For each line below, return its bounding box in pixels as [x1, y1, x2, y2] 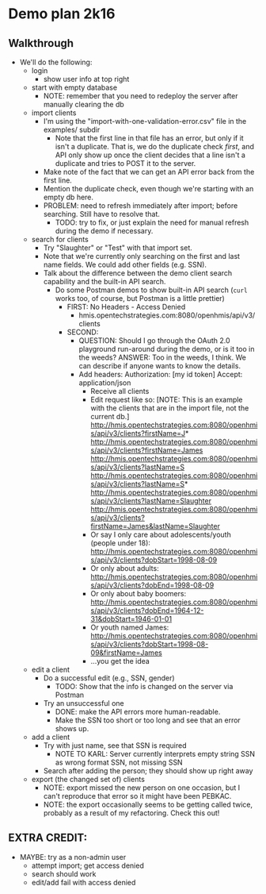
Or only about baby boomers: [90, 589, 187, 598]
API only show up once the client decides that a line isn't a [55, 150, 245, 160]
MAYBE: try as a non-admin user [19, 852, 127, 861]
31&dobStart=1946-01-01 [90, 615, 173, 623]
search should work [31, 869, 97, 878]
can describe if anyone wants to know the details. [78, 361, 241, 370]
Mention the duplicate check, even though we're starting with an [43, 184, 254, 193]
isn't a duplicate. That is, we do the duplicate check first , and [55, 142, 255, 151]
